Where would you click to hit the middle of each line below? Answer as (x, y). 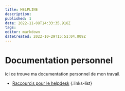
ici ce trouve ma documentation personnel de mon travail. (63, 74)
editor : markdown (23, 32)
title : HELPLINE (21, 9)
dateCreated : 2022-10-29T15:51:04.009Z (45, 37)
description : (18, 14)
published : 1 (18, 18)
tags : (10, 28)
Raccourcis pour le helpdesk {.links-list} (52, 83)
